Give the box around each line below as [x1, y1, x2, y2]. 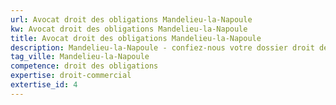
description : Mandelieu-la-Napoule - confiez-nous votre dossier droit [10, 42, 315, 53]
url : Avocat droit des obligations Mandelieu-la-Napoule [10, 14, 253, 25]
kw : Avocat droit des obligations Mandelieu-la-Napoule [10, 24, 248, 34]
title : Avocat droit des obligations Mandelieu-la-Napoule [10, 33, 262, 43]
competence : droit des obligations [10, 61, 159, 71]
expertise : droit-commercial [10, 71, 132, 81]
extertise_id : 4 [10, 80, 78, 90]
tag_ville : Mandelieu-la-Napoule [10, 52, 150, 62]
